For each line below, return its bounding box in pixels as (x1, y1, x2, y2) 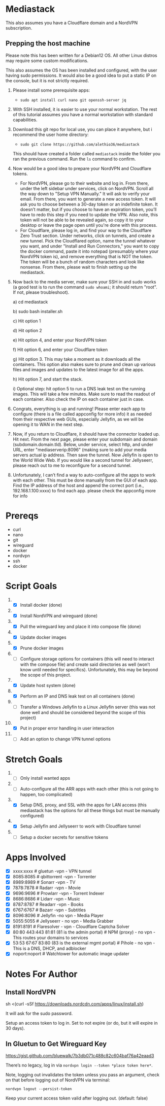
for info (12, 493, 28, 499)
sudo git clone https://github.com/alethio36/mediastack (20, 142, 140, 147)
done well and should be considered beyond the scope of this (20, 710, 146, 716)
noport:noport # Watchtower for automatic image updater (12, 951, 130, 957)
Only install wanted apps (20, 775, 70, 781)
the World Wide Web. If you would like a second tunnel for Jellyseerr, (12, 457, 153, 463)
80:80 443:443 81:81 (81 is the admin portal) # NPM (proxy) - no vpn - (12, 929, 156, 935)
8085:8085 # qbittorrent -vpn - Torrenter (12, 873, 97, 879)
